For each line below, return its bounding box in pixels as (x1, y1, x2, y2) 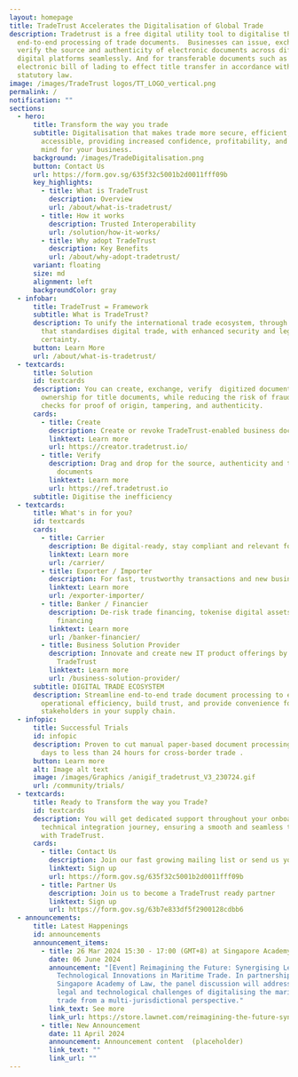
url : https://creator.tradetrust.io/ (48, 443, 189, 451)
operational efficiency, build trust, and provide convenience (41, 698, 279, 707)
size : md (32, 269, 66, 278)
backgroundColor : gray (32, 285, 117, 294)
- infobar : (17, 294, 58, 303)
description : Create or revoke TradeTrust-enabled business (48, 426, 276, 435)
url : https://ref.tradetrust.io (48, 483, 169, 493)
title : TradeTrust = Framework (32, 302, 149, 311)
